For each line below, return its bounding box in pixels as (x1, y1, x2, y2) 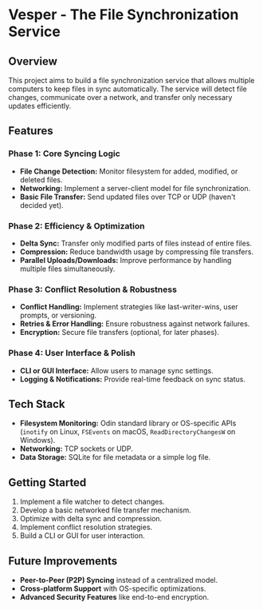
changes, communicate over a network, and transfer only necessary (8, 93, 233, 102)
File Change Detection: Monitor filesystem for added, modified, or (19, 166, 238, 176)
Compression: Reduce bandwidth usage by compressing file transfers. (19, 246, 253, 257)
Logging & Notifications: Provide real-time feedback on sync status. (19, 374, 245, 384)
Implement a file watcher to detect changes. (19, 497, 165, 507)
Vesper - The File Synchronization (8, 6, 239, 24)
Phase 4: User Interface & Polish (8, 348, 135, 359)
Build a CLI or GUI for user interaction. (19, 531, 145, 540)
